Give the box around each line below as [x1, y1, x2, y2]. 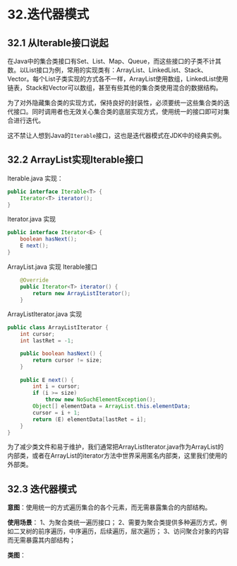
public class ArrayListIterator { [7, 324, 109, 331]
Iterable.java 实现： [7, 174, 63, 183]
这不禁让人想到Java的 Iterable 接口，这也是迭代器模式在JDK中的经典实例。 [7, 132, 226, 139]
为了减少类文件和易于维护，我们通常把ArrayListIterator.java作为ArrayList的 [7, 443, 224, 451]
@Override [20, 277, 49, 284]
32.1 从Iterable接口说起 [7, 37, 109, 49]
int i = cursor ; [32, 383, 80, 390]
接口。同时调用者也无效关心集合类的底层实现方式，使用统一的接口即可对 [13, 108, 224, 115]
